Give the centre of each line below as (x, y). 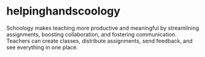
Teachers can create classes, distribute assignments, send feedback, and (100, 41)
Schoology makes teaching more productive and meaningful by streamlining (103, 28)
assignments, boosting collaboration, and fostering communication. (91, 34)
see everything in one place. (42, 47)
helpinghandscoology (64, 11)
